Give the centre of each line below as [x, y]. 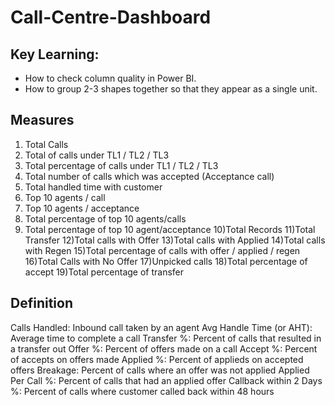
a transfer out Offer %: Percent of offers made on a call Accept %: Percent [164, 348]
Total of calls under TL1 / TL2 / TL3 [97, 155]
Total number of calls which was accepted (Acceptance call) [149, 176]
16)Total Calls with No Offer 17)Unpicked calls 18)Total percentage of [166, 261]
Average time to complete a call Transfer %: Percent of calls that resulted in [166, 338]
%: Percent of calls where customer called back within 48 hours [142, 391]
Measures [42, 120]
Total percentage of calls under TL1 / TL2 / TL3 [121, 165]
